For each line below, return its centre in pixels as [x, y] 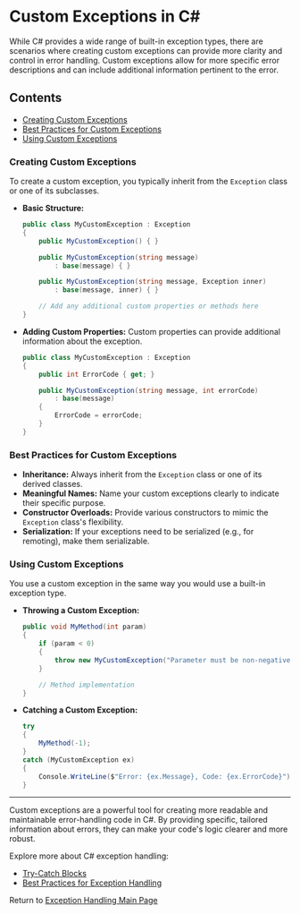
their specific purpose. [64, 503]
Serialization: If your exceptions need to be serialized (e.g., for [138, 532]
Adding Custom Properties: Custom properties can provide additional [151, 331]
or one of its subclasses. [54, 191]
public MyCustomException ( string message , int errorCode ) [149, 390]
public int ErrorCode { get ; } [97, 374]
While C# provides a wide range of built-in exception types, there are [136, 41]
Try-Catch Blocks [54, 874]
